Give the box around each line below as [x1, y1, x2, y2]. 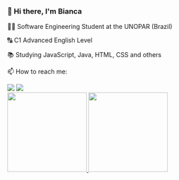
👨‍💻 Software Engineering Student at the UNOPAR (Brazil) [7, 23, 173, 31]
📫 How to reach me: [7, 67, 68, 76]
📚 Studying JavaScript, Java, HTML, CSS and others [7, 51, 162, 59]
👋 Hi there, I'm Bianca [7, 6, 82, 16]
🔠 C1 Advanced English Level [7, 36, 93, 44]
